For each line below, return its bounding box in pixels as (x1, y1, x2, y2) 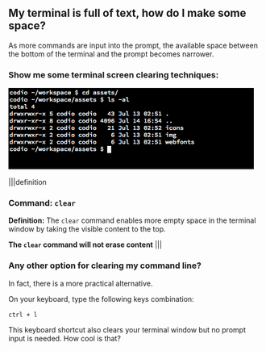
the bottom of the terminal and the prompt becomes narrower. (8, 48, 214, 59)
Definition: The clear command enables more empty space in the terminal (8, 215, 256, 225)
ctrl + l (8, 311, 38, 319)
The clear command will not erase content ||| (8, 240, 163, 249)
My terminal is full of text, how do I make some (8, 6, 247, 20)
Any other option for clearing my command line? (8, 260, 202, 271)
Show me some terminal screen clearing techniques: (8, 69, 219, 80)
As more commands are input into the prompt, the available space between (8, 40, 258, 50)
